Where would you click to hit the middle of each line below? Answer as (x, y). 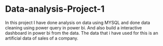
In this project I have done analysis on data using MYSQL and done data (78, 23)
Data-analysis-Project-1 (55, 9)
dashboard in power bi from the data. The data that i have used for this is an (81, 33)
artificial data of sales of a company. (42, 38)
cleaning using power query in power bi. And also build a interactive (73, 27)
